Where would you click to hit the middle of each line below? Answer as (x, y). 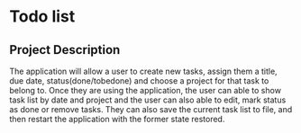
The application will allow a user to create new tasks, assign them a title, (143, 71)
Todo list (42, 17)
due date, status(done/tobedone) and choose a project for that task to (139, 81)
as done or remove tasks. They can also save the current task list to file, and (151, 109)
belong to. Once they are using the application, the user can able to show (146, 90)
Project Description (65, 50)
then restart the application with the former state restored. (117, 119)
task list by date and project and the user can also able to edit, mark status (148, 100)
